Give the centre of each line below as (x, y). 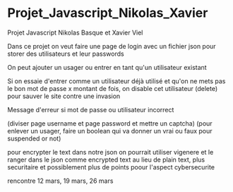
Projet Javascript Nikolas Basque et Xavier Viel (75, 32)
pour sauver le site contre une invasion (64, 96)
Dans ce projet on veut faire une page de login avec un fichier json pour (112, 46)
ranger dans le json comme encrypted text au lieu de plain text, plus (106, 160)
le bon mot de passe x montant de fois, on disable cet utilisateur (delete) (113, 88)
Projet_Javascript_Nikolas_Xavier (108, 13)
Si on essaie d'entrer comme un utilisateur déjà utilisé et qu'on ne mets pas (116, 81)
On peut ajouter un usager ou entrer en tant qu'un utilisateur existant (107, 67)
